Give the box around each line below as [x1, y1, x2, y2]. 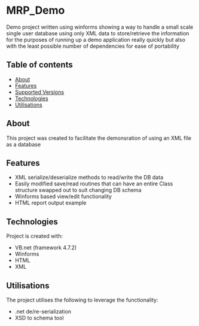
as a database [6, 141, 41, 148]
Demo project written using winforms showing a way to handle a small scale [6, 23, 194, 31]
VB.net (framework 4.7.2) [14, 244, 77, 251]
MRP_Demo [6, 4, 65, 17]
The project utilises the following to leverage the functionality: [6, 297, 158, 303]
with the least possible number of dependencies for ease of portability [6, 42, 180, 50]
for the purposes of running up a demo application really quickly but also [6, 36, 186, 43]
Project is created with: [6, 233, 63, 240]
